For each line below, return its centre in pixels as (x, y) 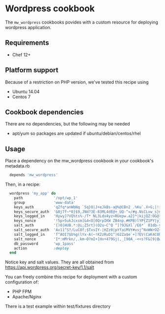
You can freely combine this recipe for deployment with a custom (71, 277)
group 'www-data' (45, 202)
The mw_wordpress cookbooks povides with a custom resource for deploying (82, 22)
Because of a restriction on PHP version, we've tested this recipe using (77, 82)
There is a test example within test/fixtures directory (58, 306)
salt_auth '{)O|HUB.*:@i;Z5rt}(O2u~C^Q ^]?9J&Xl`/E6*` (80, 226)
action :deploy (41, 248)
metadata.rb (17, 166)
